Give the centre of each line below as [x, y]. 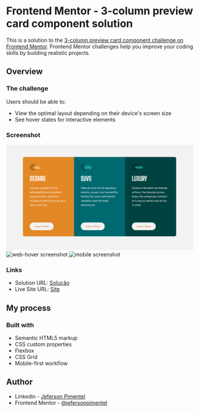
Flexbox [24, 351]
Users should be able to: [36, 101]
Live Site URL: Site [37, 289]
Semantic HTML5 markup [46, 337]
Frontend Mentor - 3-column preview [100, 11]
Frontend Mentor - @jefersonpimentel [61, 402]
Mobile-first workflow [41, 363]
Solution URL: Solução [42, 283]
